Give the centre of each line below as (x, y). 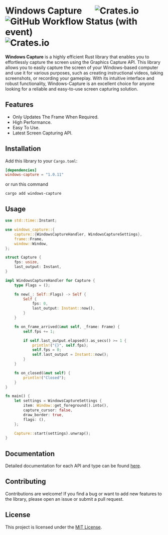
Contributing (26, 481)
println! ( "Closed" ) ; (45, 377)
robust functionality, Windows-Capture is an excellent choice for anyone (80, 84)
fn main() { (18, 396)
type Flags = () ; (32, 285)
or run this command (27, 184)
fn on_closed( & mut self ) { (42, 373)
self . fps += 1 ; (39, 331)
